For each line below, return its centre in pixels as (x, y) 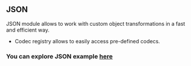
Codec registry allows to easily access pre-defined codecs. (87, 41)
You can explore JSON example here (60, 56)
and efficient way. (28, 30)
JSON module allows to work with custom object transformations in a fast (96, 23)
